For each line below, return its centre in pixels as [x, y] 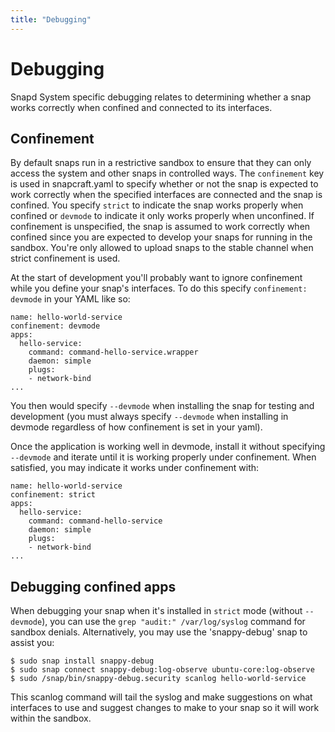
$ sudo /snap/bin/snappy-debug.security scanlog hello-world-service [158, 679]
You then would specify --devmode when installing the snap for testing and [162, 406]
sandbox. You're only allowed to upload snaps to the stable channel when [162, 248]
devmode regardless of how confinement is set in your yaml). [136, 427]
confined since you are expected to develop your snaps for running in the [161, 237]
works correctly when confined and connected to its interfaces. [141, 107]
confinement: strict [53, 495]
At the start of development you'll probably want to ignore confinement [156, 278]
